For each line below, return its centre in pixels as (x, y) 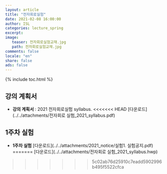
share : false (19, 61)
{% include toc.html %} (29, 80)
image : (12, 38)
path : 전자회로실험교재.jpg (37, 47)
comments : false (22, 51)
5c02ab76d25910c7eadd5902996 (127, 162)
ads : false (16, 65)
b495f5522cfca (108, 167)
